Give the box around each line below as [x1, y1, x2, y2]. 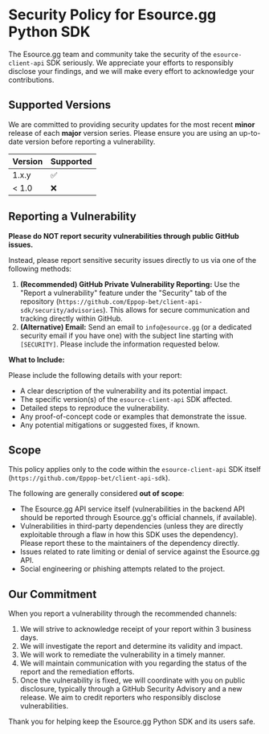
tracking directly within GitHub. [19, 314, 123, 323]
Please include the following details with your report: [8, 370, 182, 379]
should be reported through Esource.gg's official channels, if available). [19, 513, 257, 523]
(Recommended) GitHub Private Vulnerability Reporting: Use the [19, 279, 240, 289]
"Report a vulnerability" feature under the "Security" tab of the [19, 288, 227, 297]
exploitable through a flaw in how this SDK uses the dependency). [19, 530, 238, 539]
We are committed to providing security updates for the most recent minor [8, 119, 255, 129]
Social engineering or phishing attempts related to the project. [19, 564, 226, 574]
